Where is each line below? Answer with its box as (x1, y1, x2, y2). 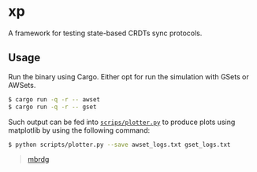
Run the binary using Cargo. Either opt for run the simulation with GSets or (8, 71, 250, 81)
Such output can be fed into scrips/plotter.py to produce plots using (8, 117, 236, 126)
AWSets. (8, 80, 36, 90)
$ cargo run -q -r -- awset (8, 95, 101, 104)
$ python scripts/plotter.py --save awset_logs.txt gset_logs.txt (8, 141, 231, 148)
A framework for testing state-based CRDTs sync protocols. (8, 28, 203, 38)
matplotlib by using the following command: (8, 125, 151, 135)
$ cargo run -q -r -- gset (8, 103, 97, 111)
